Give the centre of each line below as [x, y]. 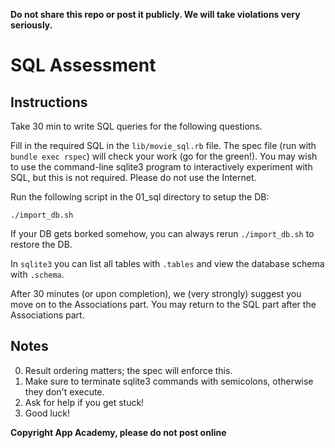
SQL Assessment [83, 65]
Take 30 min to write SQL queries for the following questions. [136, 126]
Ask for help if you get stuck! [84, 402]
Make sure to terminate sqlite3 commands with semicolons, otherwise [169, 381]
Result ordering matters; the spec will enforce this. [128, 370]
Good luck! [47, 413]
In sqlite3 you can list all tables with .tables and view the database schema [167, 263]
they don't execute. [64, 391]
